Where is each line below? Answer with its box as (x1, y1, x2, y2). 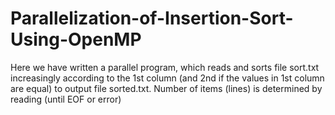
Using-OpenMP (10, 28, 142, 51)
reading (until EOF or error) (10, 93, 122, 105)
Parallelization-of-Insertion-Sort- (10, 7, 294, 30)
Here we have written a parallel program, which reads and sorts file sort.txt (10, 61, 320, 73)
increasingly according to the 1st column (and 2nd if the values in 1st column (10, 72, 325, 84)
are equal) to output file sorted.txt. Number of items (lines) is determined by (10, 82, 323, 94)
